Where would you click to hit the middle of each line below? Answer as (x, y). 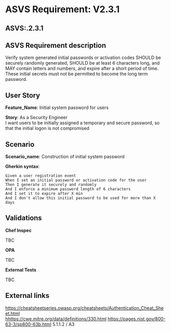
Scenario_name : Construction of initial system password (65, 157)
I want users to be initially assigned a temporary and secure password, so (82, 123)
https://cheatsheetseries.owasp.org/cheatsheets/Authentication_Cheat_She (84, 308)
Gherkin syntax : (22, 167)
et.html (13, 313)
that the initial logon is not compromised (47, 128)
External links (27, 296)
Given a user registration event (41, 176)
